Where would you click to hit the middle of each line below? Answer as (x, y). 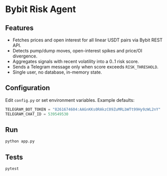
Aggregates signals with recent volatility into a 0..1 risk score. (76, 61)
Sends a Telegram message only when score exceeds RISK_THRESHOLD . (85, 67)
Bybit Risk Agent (41, 9)
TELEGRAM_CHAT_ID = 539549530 (37, 114)
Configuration (28, 88)
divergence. (25, 56)
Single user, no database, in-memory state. (57, 72)
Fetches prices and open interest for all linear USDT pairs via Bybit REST (88, 40)
